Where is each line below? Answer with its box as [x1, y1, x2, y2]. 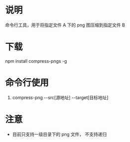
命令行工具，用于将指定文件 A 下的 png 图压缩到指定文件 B [5, 22, 125, 28]
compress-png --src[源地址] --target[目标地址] [12, 94, 109, 100]
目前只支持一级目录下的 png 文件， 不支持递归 [12, 131, 107, 137]
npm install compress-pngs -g [5, 58, 67, 64]
